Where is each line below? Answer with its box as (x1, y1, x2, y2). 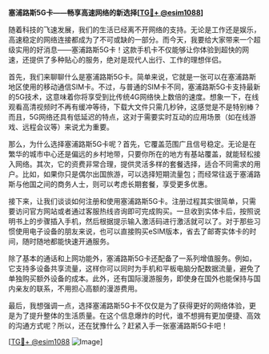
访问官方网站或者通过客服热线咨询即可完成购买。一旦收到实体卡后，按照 (14, 206, 254, 216)
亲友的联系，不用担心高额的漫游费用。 (14, 284, 142, 293)
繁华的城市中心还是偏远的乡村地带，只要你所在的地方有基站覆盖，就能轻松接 (8, 149, 261, 159)
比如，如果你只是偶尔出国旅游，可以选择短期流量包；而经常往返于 (22, 169, 240, 179)
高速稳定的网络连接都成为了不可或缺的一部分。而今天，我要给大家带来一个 (8, 35, 254, 44)
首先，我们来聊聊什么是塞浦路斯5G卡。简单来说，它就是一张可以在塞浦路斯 (8, 72, 256, 81)
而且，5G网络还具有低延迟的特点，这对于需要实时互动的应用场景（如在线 (8, 112, 250, 121)
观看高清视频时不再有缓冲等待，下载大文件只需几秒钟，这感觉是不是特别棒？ (8, 102, 261, 112)
